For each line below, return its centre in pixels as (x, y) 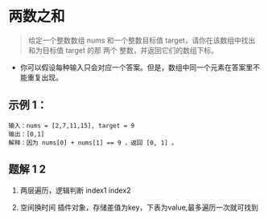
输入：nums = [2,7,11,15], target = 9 (72, 125)
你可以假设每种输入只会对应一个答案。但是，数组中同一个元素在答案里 (136, 67)
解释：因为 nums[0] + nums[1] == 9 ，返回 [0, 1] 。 (93, 143)
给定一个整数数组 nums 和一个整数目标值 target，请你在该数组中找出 (142, 40)
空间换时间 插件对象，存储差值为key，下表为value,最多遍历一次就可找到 (139, 207)
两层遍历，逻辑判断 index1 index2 (75, 190)
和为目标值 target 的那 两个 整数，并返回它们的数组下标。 (123, 50)
